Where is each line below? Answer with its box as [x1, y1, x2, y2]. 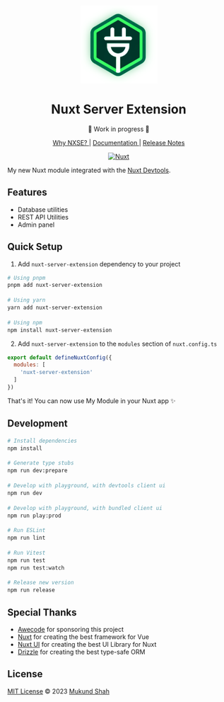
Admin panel [17, 220, 55, 229]
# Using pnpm [7, 274, 46, 281]
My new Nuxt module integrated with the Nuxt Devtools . [7, 166, 171, 174]
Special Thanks [7, 606, 77, 618]
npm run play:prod [7, 512, 61, 519]
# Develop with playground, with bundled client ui [7, 504, 163, 511]
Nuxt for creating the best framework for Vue [17, 633, 150, 641]
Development [7, 417, 69, 430]
